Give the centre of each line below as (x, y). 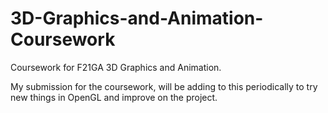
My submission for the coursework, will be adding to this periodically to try (164, 86)
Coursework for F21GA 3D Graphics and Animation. (116, 67)
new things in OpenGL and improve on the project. (114, 97)
